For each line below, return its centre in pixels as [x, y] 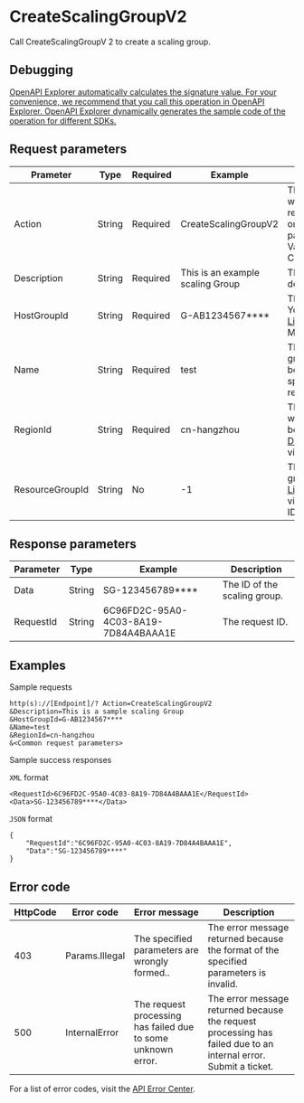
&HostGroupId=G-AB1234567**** [66, 720]
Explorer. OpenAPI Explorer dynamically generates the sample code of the [148, 111]
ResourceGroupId [51, 489]
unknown [154, 1049]
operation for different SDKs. [63, 120]
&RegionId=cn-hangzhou [52, 735]
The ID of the [250, 585]
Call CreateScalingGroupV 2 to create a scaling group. [110, 42]
